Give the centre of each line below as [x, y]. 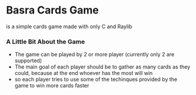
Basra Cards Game [52, 10]
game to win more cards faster [52, 86]
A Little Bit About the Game [46, 42]
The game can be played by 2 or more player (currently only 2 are [94, 55]
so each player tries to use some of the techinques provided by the [96, 79]
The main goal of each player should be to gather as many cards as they [102, 67]
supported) [28, 61]
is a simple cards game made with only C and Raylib [69, 26]
